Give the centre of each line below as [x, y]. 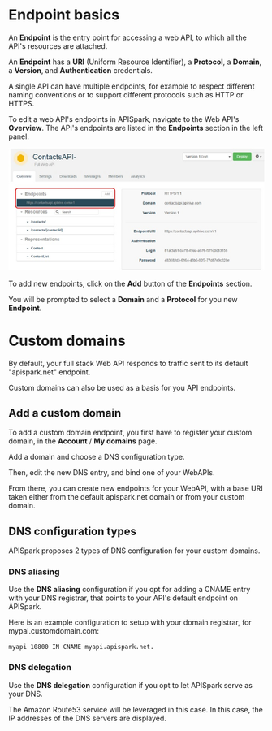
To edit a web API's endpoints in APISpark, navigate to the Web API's [124, 119]
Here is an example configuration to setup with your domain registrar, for [130, 622]
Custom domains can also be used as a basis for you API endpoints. [122, 387]
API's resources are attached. [58, 45]
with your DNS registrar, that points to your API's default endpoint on [123, 598]
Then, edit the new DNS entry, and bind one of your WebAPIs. [112, 473]
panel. [19, 136]
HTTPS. [22, 103]
